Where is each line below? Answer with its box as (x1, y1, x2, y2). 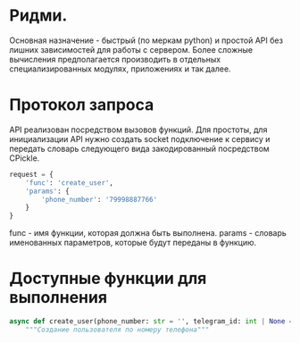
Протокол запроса (9, 95, 154, 115)
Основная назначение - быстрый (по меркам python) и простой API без (9, 35, 284, 46)
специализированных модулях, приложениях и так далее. (9, 63, 231, 74)
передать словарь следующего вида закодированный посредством (9, 143, 270, 154)
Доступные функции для (9, 269, 207, 289)
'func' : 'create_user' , (25, 178, 114, 188)
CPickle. (9, 153, 40, 163)
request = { (9, 170, 54, 179)
